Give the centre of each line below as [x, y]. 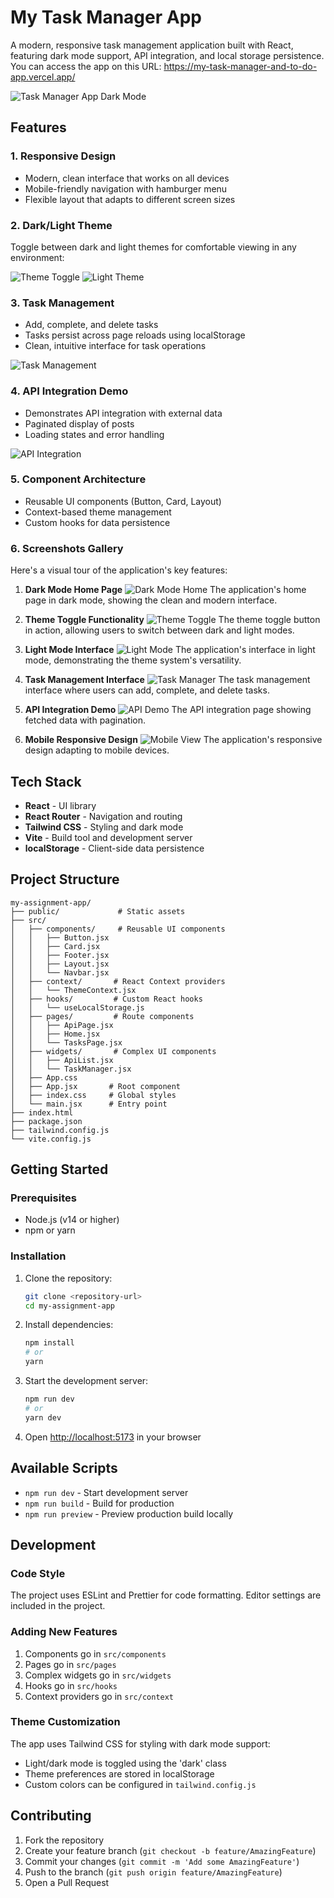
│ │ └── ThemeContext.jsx [73, 990]
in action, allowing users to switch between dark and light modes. [159, 630]
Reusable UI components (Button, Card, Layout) [123, 501]
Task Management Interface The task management [167, 680]
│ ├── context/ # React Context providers [118, 981]
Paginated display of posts [79, 423]
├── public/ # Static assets [98, 911]
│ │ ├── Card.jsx [55, 946]
